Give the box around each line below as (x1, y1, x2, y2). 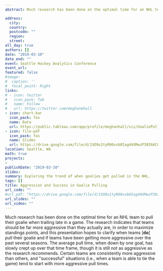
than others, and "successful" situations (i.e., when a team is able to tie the (5, 255, 155, 261)
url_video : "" (5, 201, 34, 206)
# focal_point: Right (5, 84, 51, 88)
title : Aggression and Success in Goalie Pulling (5, 183, 108, 188)
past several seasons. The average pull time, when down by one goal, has (5, 240, 153, 246)
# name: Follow (5, 102, 40, 107)
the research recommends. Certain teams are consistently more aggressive (5, 251, 156, 256)
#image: (5, 75, 21, 80)
